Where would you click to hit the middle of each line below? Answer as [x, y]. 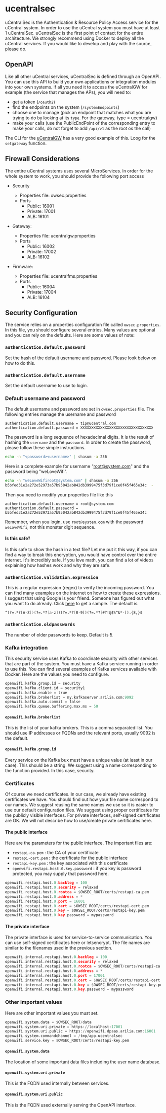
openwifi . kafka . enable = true [36, 693]
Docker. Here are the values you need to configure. [57, 674]
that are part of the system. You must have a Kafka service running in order [82, 663]
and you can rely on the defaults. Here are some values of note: [70, 335]
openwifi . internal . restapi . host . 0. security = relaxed [62, 962]
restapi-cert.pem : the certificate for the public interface [70, 858]
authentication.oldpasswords [40, 625]
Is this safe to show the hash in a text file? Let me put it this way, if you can [81, 550]
